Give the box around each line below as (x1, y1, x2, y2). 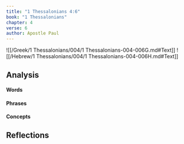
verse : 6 (6, 25, 28, 31)
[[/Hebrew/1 (6, 53, 35, 60)
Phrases (6, 99, 27, 106)
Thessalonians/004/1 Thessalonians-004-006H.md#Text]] (36, 53, 179, 60)
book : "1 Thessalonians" (6, 14, 67, 20)
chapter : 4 (6, 19, 33, 25)
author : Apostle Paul (6, 31, 60, 36)
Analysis (6, 70, 40, 80)
